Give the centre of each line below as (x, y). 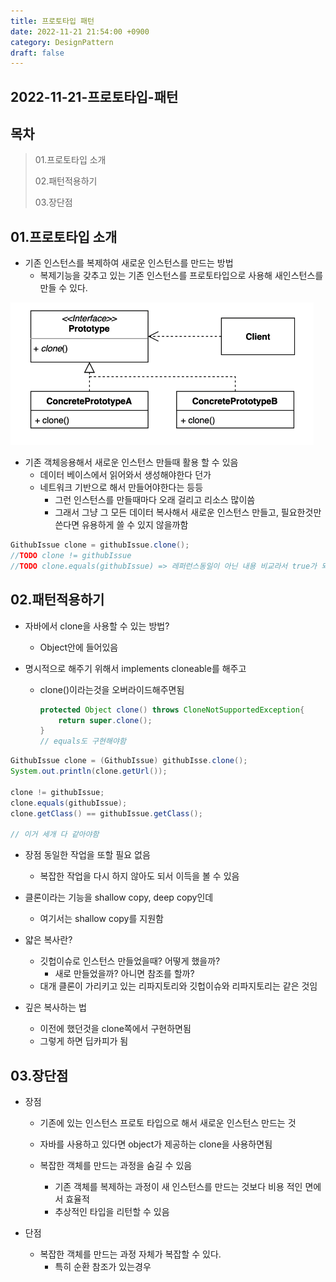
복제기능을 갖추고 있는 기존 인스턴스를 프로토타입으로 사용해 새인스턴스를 (181, 276)
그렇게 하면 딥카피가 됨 (84, 1041)
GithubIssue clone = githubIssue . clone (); (100, 545)
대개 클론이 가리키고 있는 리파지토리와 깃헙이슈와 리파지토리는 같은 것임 (178, 986)
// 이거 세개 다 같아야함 (55, 835)
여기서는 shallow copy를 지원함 (101, 919)
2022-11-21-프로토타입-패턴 (94, 96)
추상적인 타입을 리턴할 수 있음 (112, 1212)
